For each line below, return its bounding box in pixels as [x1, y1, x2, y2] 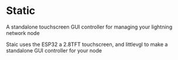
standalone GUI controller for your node [6, 47, 102, 54]
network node [6, 29, 40, 36]
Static [6, 4, 36, 17]
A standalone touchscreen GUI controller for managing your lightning [6, 23, 173, 30]
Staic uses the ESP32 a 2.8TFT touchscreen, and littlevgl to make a [6, 41, 168, 48]
